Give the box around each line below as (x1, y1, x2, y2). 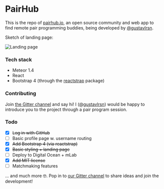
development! (5, 178, 33, 185)
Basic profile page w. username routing (12, 135, 92, 141)
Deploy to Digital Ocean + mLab (12, 152, 77, 158)
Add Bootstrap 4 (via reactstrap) (12, 141, 78, 147)
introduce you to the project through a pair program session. (5, 107, 128, 112)
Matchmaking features (12, 163, 58, 169)
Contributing (5, 90, 36, 97)
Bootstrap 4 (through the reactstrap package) (12, 78, 105, 84)
